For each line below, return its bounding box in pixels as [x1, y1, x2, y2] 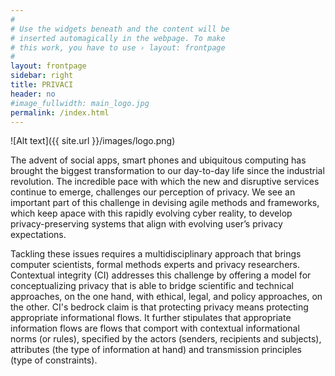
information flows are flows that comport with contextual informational [10, 322, 300, 335]
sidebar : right [10, 71, 74, 81]
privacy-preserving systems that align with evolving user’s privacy [10, 218, 283, 230]
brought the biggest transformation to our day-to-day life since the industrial [10, 165, 325, 177]
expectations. [10, 229, 67, 241]
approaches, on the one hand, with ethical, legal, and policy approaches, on [10, 291, 323, 303]
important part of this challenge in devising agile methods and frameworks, [10, 197, 320, 209]
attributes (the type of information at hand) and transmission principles [10, 344, 302, 356]
